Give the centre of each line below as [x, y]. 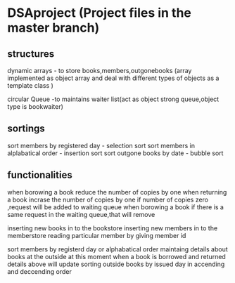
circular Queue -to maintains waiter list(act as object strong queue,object [113, 99]
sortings [26, 129]
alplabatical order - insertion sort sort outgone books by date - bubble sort [115, 153]
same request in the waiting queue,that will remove [81, 214]
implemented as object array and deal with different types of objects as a [113, 78]
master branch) [53, 28]
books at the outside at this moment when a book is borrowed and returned [117, 256]
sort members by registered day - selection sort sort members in [101, 145]
